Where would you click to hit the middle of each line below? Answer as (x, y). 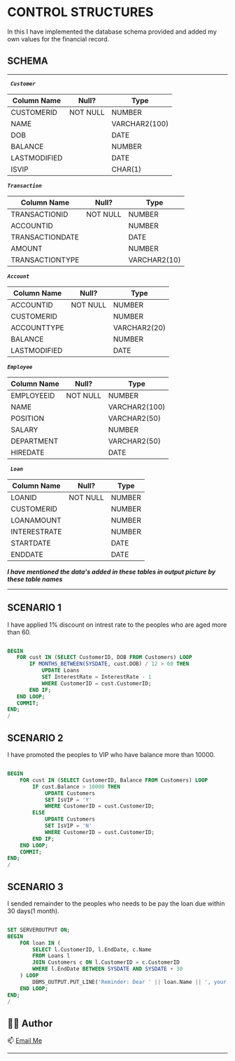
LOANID (24, 497)
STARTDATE (31, 543)
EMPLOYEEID (33, 395)
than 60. (19, 632)
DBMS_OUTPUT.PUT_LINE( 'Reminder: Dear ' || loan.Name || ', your (130, 982)
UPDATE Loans (60, 671)
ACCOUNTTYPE (37, 328)
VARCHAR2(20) (140, 328)
